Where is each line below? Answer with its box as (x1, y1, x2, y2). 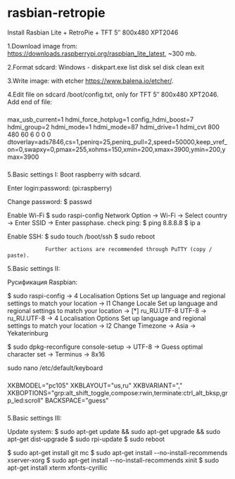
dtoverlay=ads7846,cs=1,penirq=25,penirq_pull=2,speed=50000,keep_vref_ (7, 137, 227, 146)
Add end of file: (7, 97, 53, 106)
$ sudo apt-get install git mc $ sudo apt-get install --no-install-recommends (7, 448, 228, 456)
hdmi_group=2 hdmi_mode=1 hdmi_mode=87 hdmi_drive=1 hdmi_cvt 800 (7, 122, 220, 131)
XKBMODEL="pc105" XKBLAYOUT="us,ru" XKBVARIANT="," (7, 381, 183, 390)
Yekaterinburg (7, 328, 49, 337)
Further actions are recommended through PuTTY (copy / (44, 245, 212, 253)
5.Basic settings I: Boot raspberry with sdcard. (7, 170, 142, 179)
